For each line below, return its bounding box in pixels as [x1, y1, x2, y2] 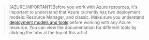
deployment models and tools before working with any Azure [9, 19, 131, 25]
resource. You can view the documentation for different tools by [9, 25, 137, 30]
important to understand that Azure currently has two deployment [9, 9, 141, 15]
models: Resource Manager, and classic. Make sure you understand [9, 14, 145, 20]
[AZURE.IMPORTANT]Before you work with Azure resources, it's [9, 4, 137, 10]
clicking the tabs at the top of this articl [9, 30, 88, 35]
